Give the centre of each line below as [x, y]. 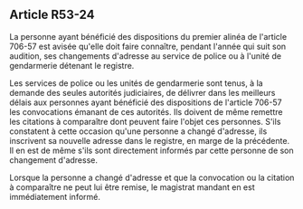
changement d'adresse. [53, 160]
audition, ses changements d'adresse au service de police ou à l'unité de [146, 56]
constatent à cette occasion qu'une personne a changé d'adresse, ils [138, 131]
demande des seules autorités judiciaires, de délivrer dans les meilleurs [142, 92]
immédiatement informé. [55, 196]
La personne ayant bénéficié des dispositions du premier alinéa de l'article [148, 36]
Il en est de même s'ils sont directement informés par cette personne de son [151, 150]
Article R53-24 [52, 15]
